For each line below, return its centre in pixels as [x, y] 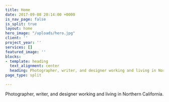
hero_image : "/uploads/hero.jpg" [40, 33]
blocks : [13, 57]
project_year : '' [23, 43]
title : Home [18, 10]
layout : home [19, 29]
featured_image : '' [26, 52]
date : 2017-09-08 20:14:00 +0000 [40, 15]
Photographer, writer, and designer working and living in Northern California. [84, 94]
